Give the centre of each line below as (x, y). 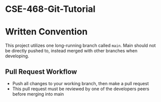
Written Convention (46, 32)
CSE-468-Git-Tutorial (50, 9)
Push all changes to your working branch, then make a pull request (80, 83)
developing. (17, 56)
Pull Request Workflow (41, 72)
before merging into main (38, 94)
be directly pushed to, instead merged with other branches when (71, 51)
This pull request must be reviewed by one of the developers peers (81, 89)
